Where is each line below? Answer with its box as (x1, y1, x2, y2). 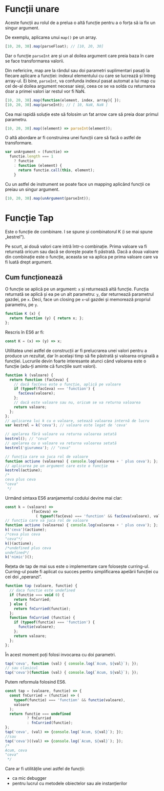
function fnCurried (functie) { (9, 615, 76, 620)
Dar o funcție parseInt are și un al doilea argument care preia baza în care (5, 52, 154, 58)
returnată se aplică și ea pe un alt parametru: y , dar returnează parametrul (5, 291, 154, 297)
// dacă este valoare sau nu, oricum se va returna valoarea (14, 400, 141, 405)
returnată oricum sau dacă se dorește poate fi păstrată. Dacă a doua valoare (5, 249, 159, 255)
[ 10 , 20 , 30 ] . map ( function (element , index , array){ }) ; (5, 98, 121, 102)
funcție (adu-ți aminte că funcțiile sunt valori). (5, 363, 97, 369)
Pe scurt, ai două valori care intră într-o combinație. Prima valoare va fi (5, 243, 147, 249)
